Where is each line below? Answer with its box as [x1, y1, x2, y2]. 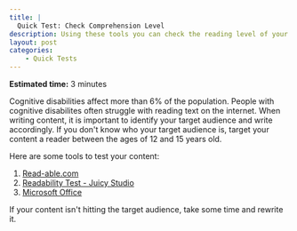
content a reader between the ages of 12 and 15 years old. [9, 134, 222, 144]
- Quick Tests [25, 54, 77, 63]
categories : [9, 46, 53, 55]
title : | [9, 12, 42, 22]
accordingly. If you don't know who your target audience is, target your [9, 124, 269, 134]
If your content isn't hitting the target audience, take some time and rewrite [9, 204, 284, 214]
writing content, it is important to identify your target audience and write [9, 115, 273, 125]
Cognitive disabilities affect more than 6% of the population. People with [9, 96, 275, 107]
